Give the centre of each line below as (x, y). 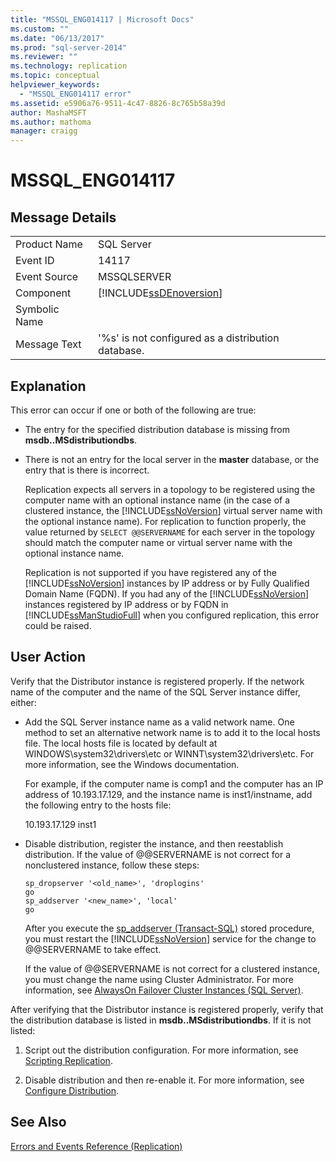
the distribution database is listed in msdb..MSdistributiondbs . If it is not (161, 1020)
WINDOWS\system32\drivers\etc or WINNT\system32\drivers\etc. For (169, 753)
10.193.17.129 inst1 (60, 824)
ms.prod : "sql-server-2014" (69, 47)
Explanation (48, 386)
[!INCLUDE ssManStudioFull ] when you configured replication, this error (172, 615)
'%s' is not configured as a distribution (189, 338)
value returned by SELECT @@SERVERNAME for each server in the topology (170, 532)
